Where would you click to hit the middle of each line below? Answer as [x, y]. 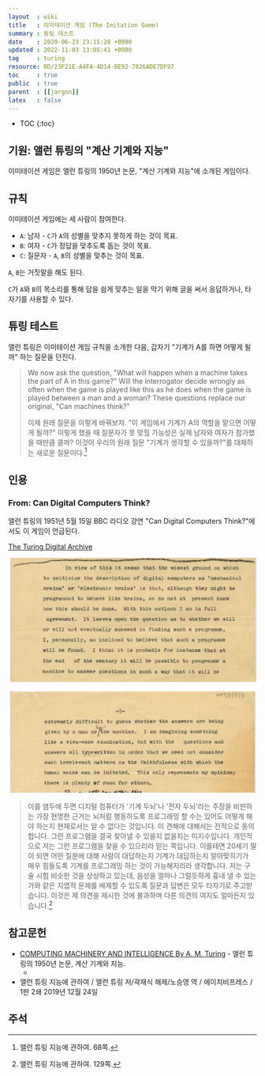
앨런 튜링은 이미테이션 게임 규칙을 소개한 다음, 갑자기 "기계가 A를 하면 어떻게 [125, 347]
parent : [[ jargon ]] [44, 92]
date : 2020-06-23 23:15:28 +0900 [70, 42]
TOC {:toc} [37, 123]
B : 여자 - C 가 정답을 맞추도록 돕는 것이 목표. [86, 246]
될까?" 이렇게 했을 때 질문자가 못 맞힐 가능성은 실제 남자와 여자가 [135, 432]
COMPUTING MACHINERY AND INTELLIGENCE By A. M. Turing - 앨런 [132, 953]
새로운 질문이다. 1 [62, 452]
